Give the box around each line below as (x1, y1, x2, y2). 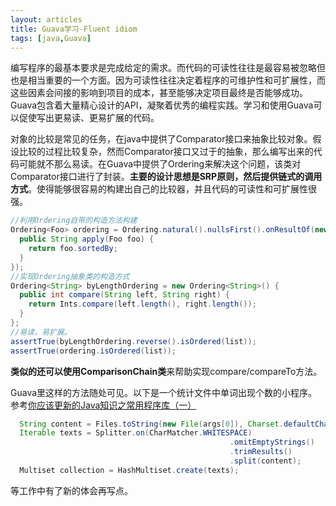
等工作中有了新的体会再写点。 (10, 484, 133, 496)
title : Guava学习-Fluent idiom (10, 24, 138, 34)
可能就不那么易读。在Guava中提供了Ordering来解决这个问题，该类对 (18, 158, 302, 170)
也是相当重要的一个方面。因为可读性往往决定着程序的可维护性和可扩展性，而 (10, 74, 326, 86)
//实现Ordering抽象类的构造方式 (10, 271, 130, 281)
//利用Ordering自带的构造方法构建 (10, 216, 138, 226)
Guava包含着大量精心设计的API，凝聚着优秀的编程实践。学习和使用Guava (10, 99, 314, 111)
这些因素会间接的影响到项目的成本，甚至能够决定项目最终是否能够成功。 (10, 87, 308, 99)
